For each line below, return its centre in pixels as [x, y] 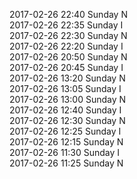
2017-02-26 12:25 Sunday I [65, 131]
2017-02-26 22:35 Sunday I [66, 25]
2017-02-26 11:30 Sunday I [65, 152]
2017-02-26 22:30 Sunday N [68, 35]
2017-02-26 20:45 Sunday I [66, 67]
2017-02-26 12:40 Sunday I [65, 110]
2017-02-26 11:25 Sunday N [66, 163]
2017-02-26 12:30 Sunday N [67, 120]
